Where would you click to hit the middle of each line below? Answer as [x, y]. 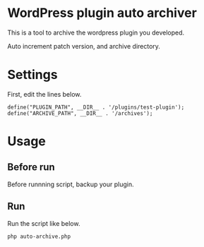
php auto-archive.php [39, 236]
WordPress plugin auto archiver [102, 13]
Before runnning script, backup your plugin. [71, 184]
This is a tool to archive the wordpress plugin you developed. [96, 32]
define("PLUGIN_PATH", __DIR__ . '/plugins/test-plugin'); [96, 107]
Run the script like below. [44, 223]
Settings [32, 75]
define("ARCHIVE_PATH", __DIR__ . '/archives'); [80, 113]
